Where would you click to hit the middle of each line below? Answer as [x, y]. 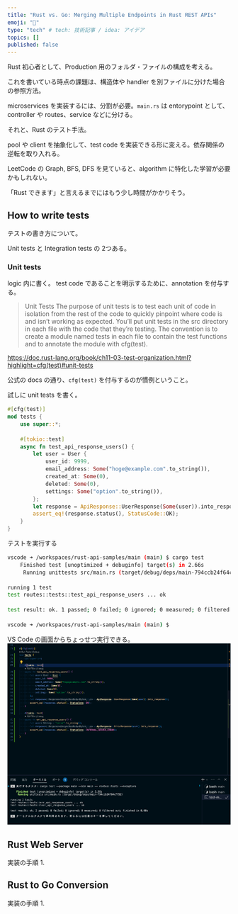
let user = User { [60, 454]
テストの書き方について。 [45, 233]
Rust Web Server [45, 844]
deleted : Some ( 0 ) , [72, 484]
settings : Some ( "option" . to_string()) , [104, 491]
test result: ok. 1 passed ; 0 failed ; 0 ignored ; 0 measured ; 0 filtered [119, 610]
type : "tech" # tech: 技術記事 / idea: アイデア [76, 30]
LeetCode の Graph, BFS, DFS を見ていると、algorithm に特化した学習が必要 [119, 169]
